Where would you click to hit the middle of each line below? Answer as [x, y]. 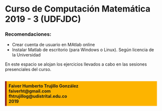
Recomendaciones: [28, 34]
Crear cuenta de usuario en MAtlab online [53, 45]
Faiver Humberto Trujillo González [44, 86]
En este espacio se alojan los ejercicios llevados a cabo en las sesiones [76, 64]
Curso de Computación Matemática [78, 9]
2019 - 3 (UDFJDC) [43, 19]
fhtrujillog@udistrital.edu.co [38, 96]
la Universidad [26, 55]
